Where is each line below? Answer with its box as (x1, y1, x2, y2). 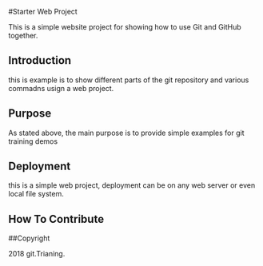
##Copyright (8, 233, 50, 243)
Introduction (8, 54, 72, 67)
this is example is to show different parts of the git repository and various (8, 75, 249, 85)
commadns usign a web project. (8, 83, 114, 93)
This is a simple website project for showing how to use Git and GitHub (8, 22, 241, 31)
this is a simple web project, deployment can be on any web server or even (8, 181, 256, 190)
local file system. (8, 189, 64, 199)
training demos (8, 136, 58, 146)
